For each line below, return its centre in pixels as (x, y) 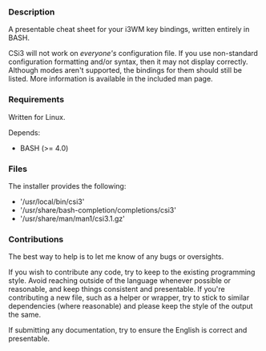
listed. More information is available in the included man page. (111, 79)
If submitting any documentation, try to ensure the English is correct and (128, 330)
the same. (25, 315)
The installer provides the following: (67, 185)
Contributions (36, 239)
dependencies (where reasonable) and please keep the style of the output (131, 306)
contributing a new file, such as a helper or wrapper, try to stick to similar (129, 297)
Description (32, 12)
